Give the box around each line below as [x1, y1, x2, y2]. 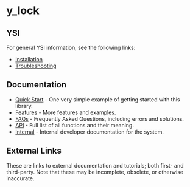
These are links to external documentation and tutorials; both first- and [6, 161, 184, 169]
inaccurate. [6, 174, 35, 182]
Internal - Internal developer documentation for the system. [15, 128, 164, 135]
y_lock [6, 4, 40, 18]
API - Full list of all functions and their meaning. [15, 121, 134, 129]
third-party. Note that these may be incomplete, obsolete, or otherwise [6, 168, 184, 175]
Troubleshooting [15, 62, 57, 69]
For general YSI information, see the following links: [6, 44, 136, 51]
